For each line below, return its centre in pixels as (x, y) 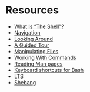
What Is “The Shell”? (39, 26)
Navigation (27, 32)
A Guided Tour (31, 45)
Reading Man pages (38, 64)
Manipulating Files (36, 51)
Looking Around (34, 39)
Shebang (25, 82)
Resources (32, 10)
